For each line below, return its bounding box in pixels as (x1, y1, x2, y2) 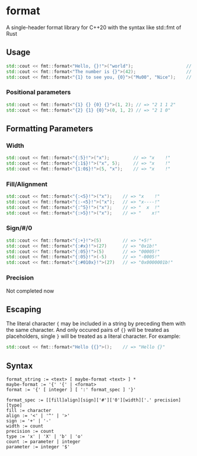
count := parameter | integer (6, 439, 81, 445)
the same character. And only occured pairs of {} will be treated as (6, 327, 170, 334)
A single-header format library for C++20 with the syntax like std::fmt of (6, 24, 182, 31)
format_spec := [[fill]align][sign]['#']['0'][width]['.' (6, 397, 152, 403)
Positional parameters (6, 88, 71, 96)
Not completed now (6, 287, 54, 294)
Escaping (6, 304, 41, 314)
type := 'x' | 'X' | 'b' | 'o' (6, 433, 83, 439)
